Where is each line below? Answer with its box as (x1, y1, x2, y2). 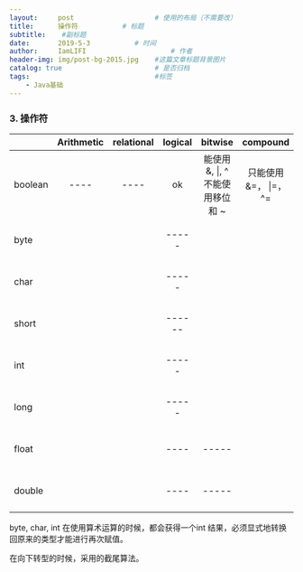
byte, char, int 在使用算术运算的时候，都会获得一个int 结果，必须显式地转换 (9, 521, 287, 533)
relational (112, 136, 155, 148)
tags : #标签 (9, 72, 173, 81)
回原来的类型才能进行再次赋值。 (9, 533, 128, 544)
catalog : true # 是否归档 (9, 64, 190, 73)
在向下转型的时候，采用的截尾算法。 (9, 552, 144, 563)
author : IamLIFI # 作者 (9, 47, 193, 56)
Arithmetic (57, 136, 105, 148)
